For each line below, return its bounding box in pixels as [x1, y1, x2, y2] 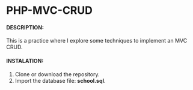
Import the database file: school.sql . [14, 77, 106, 84]
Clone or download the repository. [14, 70, 100, 78]
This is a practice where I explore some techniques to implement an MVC [6, 37, 188, 44]
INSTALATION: [6, 57, 44, 64]
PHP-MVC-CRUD [6, 4, 93, 17]
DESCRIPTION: [6, 23, 44, 31]
